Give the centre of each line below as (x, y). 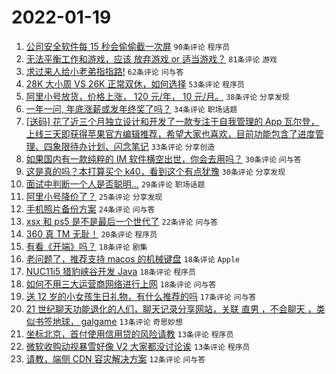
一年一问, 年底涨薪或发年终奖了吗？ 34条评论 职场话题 (131, 108)
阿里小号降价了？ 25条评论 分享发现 (94, 196)
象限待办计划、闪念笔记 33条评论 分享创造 (134, 146)
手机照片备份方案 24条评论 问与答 (90, 208)
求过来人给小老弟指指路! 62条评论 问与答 (104, 71)
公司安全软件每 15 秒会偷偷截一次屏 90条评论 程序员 (128, 46)
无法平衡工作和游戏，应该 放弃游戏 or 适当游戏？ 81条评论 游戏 (151, 58)
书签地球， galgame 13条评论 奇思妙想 (108, 321)
